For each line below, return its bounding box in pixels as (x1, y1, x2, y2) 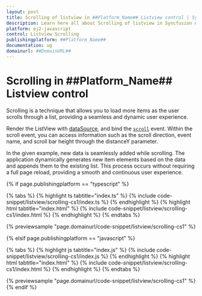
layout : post (6, 8, 39, 15)
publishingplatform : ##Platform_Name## (6, 37, 106, 43)
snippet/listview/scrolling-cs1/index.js (6, 253, 100, 260)
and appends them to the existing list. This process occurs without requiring (6, 162, 195, 169)
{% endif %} (6, 283, 37, 291)
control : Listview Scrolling (6, 31, 79, 37)
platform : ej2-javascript (6, 25, 71, 32)
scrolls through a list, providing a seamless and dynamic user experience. (6, 113, 189, 121)
